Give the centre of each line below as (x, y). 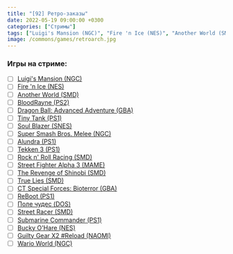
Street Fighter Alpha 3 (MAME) (61, 165)
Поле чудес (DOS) (44, 204)
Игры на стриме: (37, 64)
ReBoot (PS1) (36, 196)
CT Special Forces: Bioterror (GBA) (67, 189)
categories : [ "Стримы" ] (42, 26)
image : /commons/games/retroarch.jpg (62, 40)
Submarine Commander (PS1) (59, 220)
